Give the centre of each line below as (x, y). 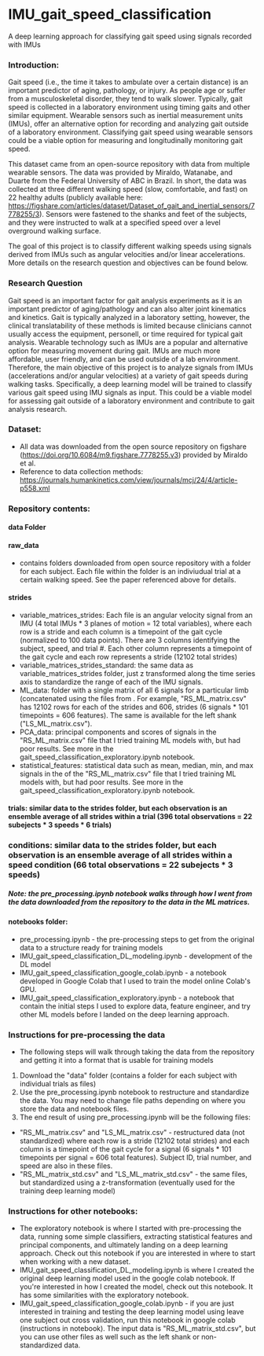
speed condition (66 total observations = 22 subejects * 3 (121, 865)
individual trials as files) (58, 1084)
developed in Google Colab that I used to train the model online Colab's (135, 981)
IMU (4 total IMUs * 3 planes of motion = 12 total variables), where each (136, 623)
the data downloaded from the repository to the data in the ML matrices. (129, 902)
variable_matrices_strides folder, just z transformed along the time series (137, 673)
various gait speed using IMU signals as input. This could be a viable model (130, 392)
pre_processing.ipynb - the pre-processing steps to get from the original (137, 939)
